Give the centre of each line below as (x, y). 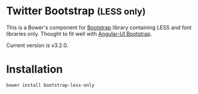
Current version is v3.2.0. (37, 45)
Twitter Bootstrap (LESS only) (76, 11)
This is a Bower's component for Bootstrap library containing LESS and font (99, 27)
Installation (35, 69)
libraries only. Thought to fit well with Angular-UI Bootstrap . (79, 33)
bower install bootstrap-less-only (50, 85)
